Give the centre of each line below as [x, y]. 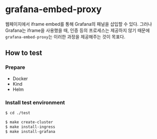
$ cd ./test [18, 113]
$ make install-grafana [30, 131]
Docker [20, 78]
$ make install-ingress [30, 127]
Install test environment [35, 102]
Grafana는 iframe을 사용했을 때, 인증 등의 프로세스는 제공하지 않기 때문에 [78, 30]
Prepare [15, 67]
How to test [24, 53]
